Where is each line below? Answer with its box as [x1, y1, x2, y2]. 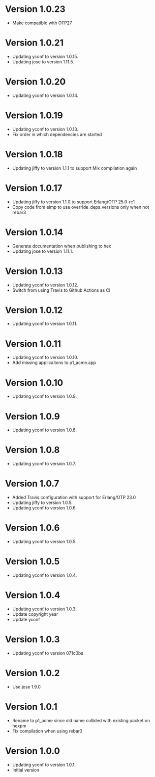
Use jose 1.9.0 [12, 684, 41, 689]
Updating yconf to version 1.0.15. [12, 53, 78, 59]
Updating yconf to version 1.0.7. [12, 461, 76, 467]
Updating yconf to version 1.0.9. [12, 393, 77, 399]
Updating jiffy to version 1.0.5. [12, 500, 73, 505]
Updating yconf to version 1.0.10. [12, 355, 79, 361]
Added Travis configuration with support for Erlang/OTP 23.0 [12, 495, 136, 501]
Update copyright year [12, 611, 58, 617]
